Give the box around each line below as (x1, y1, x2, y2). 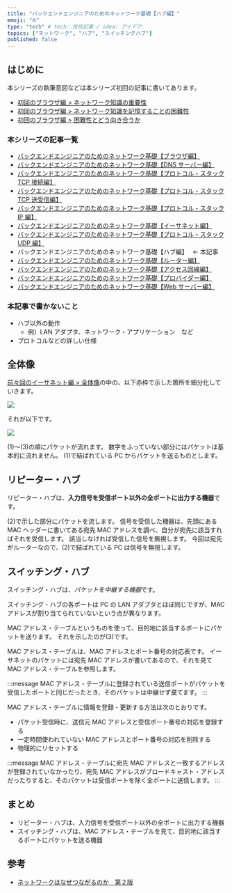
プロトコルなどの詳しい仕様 (17, 336, 97, 345)
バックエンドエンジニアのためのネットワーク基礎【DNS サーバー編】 (17, 161, 215, 169)
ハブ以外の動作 (17, 318, 60, 327)
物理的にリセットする (17, 743, 78, 752)
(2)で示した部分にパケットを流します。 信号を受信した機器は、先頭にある (7, 517, 217, 526)
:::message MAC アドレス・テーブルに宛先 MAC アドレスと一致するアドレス (7, 759, 225, 767)
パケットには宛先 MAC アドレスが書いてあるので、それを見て (37, 655, 213, 664)
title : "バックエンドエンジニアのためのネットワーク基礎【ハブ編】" (7, 10, 181, 17)
